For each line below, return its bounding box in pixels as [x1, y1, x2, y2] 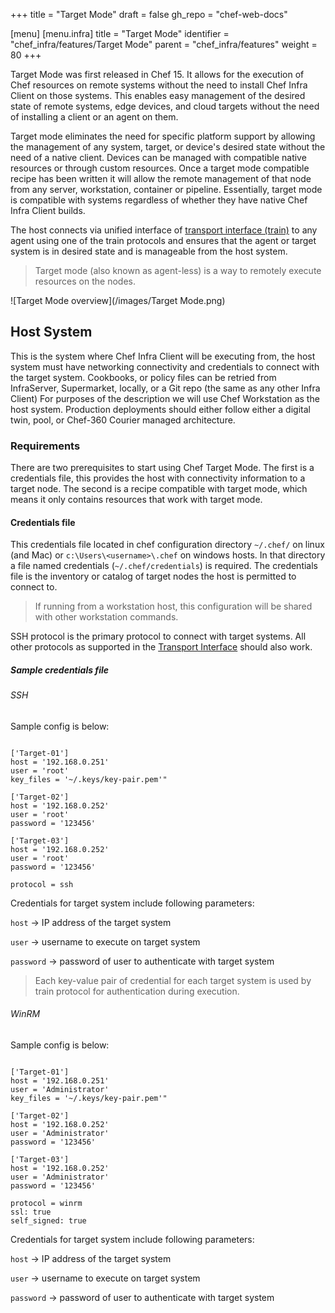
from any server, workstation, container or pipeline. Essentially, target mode [10, 184, 323, 195]
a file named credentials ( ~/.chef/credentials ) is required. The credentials [10, 560, 319, 572]
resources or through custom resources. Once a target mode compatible [10, 162, 310, 174]
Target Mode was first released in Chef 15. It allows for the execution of [10, 69, 305, 80]
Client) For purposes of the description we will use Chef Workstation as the [10, 392, 320, 404]
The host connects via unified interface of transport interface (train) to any [10, 224, 318, 236]
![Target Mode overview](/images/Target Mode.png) [10, 295, 226, 306]
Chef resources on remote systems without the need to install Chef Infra [10, 79, 308, 91]
